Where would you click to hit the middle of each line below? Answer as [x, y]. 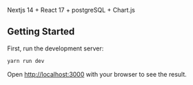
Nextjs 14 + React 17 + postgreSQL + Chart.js [71, 10]
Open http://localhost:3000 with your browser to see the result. [97, 74]
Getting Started [41, 31]
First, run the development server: [55, 48]
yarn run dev [26, 61]
